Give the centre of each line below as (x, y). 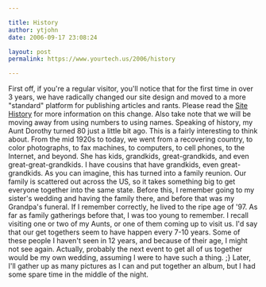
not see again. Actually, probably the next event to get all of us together (125, 249)
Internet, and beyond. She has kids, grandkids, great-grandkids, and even (129, 157)
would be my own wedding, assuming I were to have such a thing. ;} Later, (130, 258)
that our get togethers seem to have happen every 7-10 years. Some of (124, 232)
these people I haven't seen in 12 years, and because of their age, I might (128, 241)
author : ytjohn (33, 30)
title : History (33, 22)
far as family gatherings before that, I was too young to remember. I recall (128, 215)
